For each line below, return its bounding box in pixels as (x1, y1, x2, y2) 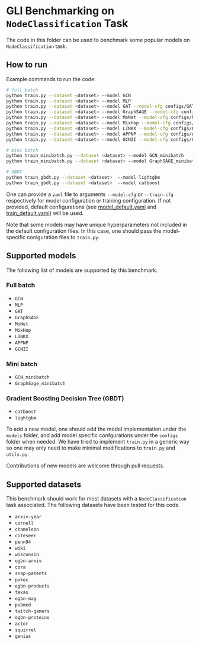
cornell (14, 520, 34, 527)
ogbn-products (14, 583, 50, 589)
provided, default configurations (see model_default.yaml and (6, 203, 157, 210)
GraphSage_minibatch (14, 381, 66, 387)
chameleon (14, 527, 40, 532)
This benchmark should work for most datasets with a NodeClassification (6, 495, 187, 502)
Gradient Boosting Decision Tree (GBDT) (6, 394, 124, 403)
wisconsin (14, 552, 40, 558)
